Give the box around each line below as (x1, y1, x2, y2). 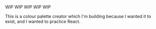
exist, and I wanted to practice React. (5, 19, 80, 24)
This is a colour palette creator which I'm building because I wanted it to (5, 14, 152, 19)
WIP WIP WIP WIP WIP (5, 4, 51, 10)
